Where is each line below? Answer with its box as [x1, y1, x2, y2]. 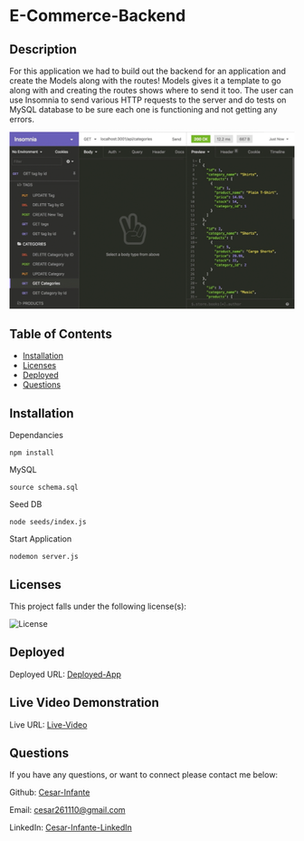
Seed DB [9, 499, 43, 510]
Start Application [9, 533, 72, 544]
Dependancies [9, 430, 63, 441]
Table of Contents [9, 326, 113, 341]
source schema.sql [9, 483, 79, 493]
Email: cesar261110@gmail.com [9, 805, 126, 816]
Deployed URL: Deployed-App [9, 669, 122, 680]
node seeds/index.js [9, 518, 88, 527]
